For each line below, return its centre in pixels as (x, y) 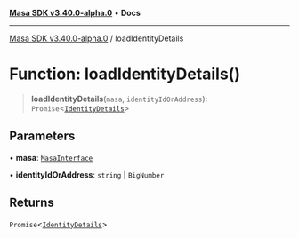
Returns (32, 203)
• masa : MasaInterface (51, 157)
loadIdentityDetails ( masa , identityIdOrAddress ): (119, 99)
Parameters (42, 136)
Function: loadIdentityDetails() (125, 74)
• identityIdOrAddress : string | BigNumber (87, 175)
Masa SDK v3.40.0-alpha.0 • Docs (75, 13)
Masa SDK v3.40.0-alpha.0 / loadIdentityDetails (97, 38)
